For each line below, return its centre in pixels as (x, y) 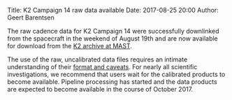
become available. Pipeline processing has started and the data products (113, 82)
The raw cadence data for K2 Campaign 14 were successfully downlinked (113, 31)
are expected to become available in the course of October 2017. (100, 89)
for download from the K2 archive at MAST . (70, 46)
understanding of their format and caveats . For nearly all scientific (102, 67)
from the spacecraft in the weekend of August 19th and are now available (113, 38)
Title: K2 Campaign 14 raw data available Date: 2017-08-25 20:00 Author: (113, 10)
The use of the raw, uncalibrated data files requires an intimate (97, 59)
